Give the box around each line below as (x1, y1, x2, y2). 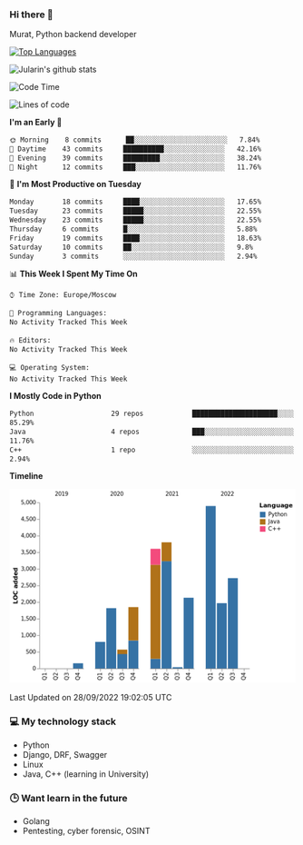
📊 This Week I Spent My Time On (9, 268, 138, 280)
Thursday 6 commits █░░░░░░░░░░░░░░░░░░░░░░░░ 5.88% (9, 224, 258, 234)
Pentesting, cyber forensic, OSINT (22, 826, 151, 837)
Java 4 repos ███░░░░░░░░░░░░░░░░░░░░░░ (9, 427, 295, 437)
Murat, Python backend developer (9, 29, 137, 40)
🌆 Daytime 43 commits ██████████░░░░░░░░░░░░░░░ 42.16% (9, 144, 261, 154)
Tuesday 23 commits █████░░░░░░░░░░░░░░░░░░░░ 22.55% (9, 206, 261, 216)
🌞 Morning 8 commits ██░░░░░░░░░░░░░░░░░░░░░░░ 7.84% (9, 135, 260, 144)
